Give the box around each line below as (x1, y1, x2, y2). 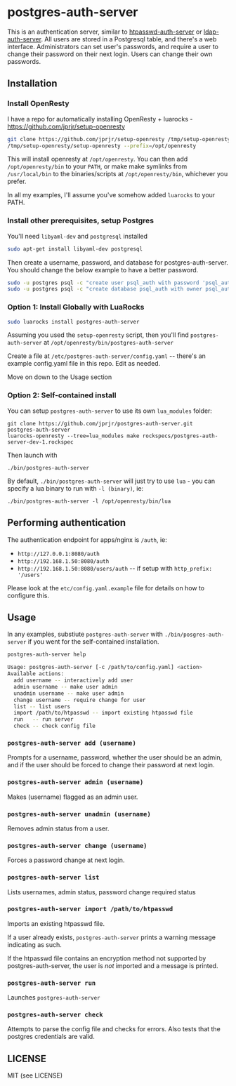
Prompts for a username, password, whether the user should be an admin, (7, 753, 223, 762)
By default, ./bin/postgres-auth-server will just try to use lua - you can (7, 477, 216, 485)
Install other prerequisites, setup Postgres (7, 216, 155, 225)
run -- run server (13, 716, 74, 723)
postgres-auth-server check (7, 1011, 103, 1019)
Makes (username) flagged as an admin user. (7, 793, 138, 801)
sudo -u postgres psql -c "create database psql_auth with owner (7, 286, 202, 293)
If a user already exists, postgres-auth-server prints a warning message (7, 933, 216, 941)
